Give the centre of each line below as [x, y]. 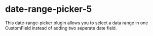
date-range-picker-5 [49, 9]
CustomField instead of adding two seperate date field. [61, 28]
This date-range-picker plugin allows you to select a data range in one [76, 23]
